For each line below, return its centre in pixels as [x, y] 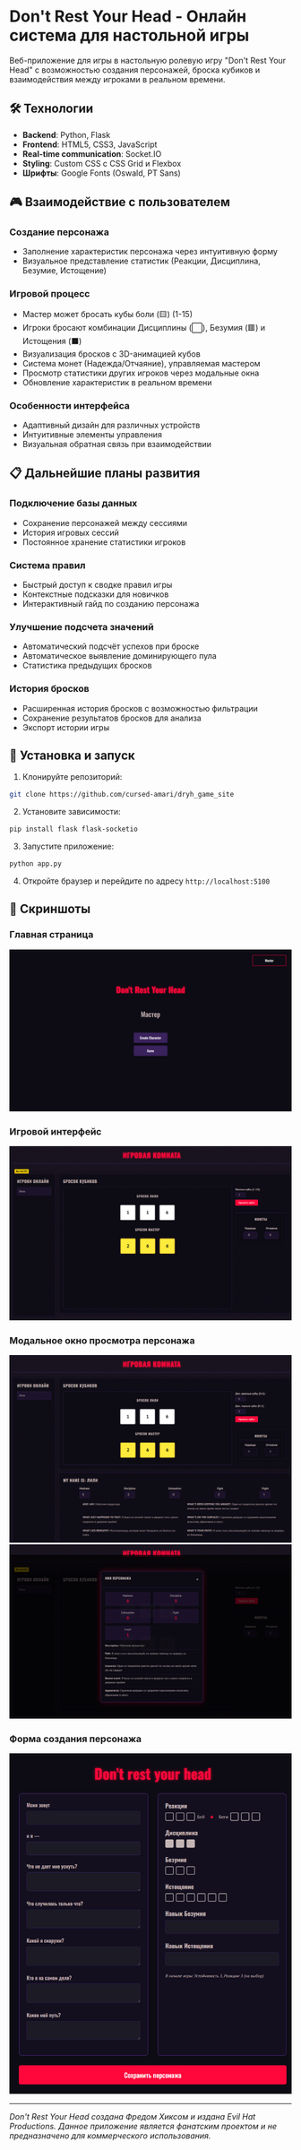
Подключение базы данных [73, 504]
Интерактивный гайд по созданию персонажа [111, 604]
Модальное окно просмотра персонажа [102, 1340]
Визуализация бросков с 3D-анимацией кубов [112, 354]
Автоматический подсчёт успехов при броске [111, 646]
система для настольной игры [129, 35]
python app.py [36, 864]
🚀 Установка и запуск [72, 756]
